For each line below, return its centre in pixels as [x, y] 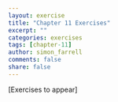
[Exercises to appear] [43, 89]
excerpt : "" [28, 30]
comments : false [35, 60]
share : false [29, 67]
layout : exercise [37, 15]
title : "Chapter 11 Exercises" [59, 23]
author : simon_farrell [45, 52]
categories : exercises [45, 38]
